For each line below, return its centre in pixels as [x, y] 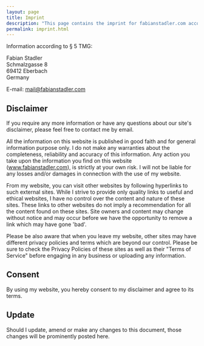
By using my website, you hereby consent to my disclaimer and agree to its [100, 289]
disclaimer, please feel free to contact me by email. [70, 130]
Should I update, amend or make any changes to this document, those [94, 330]
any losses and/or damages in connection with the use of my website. [94, 174]
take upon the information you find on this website [69, 161]
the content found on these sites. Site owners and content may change [95, 211]
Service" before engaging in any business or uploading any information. [96, 256]
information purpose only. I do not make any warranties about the [88, 148]
